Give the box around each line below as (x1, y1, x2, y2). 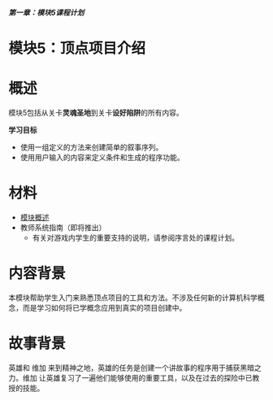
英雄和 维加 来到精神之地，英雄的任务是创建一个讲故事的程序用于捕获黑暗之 (8, 363, 262, 372)
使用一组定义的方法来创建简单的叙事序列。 (19, 142, 163, 152)
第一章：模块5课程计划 (8, 7, 84, 17)
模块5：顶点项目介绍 (8, 39, 146, 57)
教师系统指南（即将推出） (19, 222, 106, 232)
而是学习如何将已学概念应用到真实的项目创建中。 (22, 302, 187, 312)
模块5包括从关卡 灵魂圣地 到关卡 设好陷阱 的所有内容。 (8, 107, 184, 117)
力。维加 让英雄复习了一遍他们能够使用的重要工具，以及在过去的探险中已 (8, 372, 253, 382)
